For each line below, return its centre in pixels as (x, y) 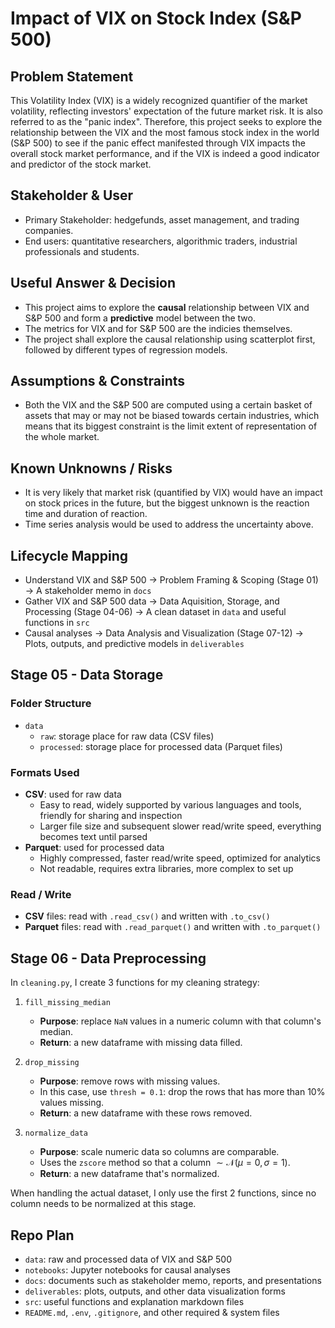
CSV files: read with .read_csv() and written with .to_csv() (147, 916)
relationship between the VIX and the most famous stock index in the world (165, 132)
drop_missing (52, 1063)
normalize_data (56, 1133)
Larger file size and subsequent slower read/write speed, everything (180, 826)
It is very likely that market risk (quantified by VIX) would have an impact (173, 493)
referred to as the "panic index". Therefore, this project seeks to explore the (166, 121)
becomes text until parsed (93, 837)
